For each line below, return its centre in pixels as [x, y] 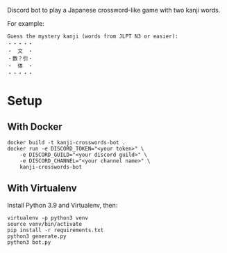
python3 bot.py [29, 242]
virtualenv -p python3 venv [48, 218]
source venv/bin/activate [44, 224]
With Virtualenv [42, 189]
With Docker [35, 127]
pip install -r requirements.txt [56, 230]
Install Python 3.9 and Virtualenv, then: [62, 205]
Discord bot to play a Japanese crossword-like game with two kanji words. [114, 10]
